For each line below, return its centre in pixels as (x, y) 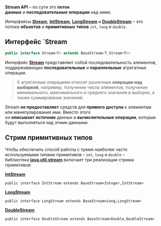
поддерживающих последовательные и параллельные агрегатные (76, 67)
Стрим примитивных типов (49, 138)
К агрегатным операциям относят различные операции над (80, 82)
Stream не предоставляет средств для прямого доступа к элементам (78, 107)
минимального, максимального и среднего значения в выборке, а (86, 92)
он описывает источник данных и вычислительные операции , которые (80, 117)
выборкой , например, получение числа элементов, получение (82, 87)
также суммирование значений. (50, 97)
